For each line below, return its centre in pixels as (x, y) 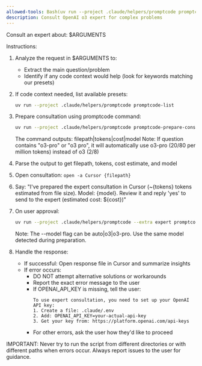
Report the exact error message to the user (86, 283)
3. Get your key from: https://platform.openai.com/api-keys (111, 321)
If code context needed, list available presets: (71, 94)
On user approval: (37, 211)
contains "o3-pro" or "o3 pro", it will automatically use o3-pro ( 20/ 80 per (105, 146)
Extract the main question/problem (67, 69)
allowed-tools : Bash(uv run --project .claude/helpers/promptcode (91, 12)
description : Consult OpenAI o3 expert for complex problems (84, 17)
